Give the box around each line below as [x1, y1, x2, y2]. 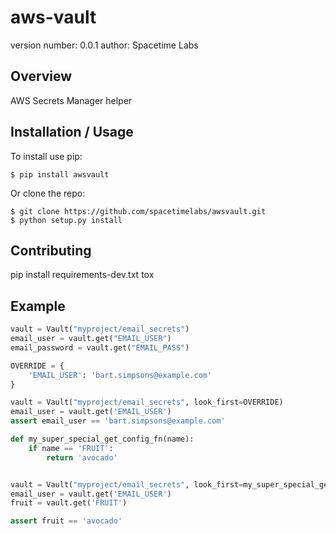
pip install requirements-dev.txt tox [10, 269, 155, 281]
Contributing [10, 242, 92, 259]
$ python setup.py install [10, 215, 123, 225]
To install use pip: [10, 150, 83, 162]
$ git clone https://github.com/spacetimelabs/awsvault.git [10, 206, 267, 216]
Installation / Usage [10, 124, 134, 141]
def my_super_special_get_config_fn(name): [10, 434, 195, 445]
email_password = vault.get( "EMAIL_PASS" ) [10, 342, 190, 353]
